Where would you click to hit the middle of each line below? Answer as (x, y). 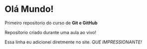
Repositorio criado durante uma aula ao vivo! (50, 32)
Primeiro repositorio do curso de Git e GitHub (51, 23)
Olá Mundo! (29, 9)
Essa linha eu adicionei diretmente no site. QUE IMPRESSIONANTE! (73, 42)
